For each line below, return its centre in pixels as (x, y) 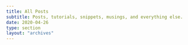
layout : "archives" (30, 33)
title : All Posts (27, 11)
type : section (24, 28)
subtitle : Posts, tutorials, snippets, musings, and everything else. (95, 17)
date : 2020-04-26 (27, 22)
